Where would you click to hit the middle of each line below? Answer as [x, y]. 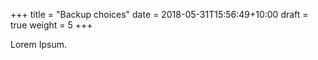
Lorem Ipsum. [39, 44]
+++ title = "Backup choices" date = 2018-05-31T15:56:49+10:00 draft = [159, 14]
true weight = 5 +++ [51, 25]
